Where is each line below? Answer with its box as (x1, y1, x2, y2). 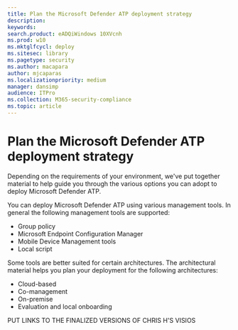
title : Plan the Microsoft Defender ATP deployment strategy (7, 10, 193, 18)
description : (7, 17, 46, 24)
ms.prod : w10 (7, 37, 46, 44)
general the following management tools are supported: (7, 208, 171, 216)
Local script (17, 244, 53, 253)
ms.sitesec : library (7, 50, 69, 57)
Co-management (17, 287, 68, 295)
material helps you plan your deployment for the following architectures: (7, 265, 218, 274)
